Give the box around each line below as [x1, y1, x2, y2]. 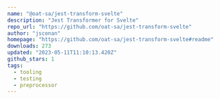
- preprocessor [13, 82, 58, 89]
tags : [7, 62, 23, 69]
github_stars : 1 [7, 56, 54, 63]
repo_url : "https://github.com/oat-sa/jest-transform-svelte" [7, 23, 192, 30]
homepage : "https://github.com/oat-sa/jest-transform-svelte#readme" [7, 36, 214, 43]
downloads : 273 [7, 43, 52, 49]
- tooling [13, 68, 42, 75]
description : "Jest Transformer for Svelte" [7, 17, 139, 24]
